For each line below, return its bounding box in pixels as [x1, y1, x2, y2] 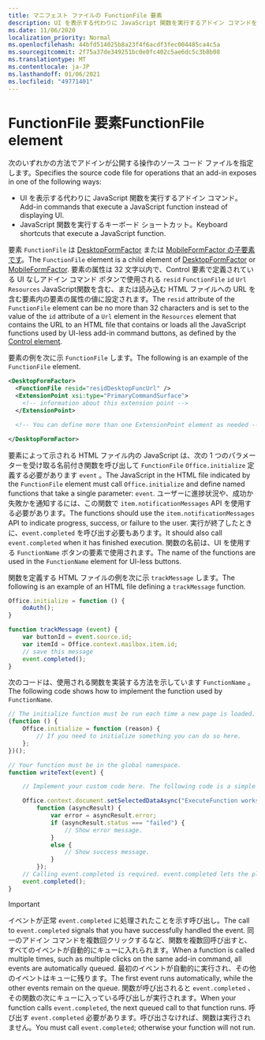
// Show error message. [64, 826, 144, 834]
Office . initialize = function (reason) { [22, 725, 160, 733]
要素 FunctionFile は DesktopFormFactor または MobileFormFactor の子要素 [8, 245, 256, 255]
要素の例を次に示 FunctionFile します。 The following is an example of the [8, 353, 248, 363]
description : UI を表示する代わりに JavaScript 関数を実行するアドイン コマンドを [8, 19, 258, 27]
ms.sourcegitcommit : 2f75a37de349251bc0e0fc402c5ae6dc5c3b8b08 [8, 48, 221, 56]
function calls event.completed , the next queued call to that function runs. [8, 1003, 247, 1012]
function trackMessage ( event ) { [8, 626, 118, 634]
